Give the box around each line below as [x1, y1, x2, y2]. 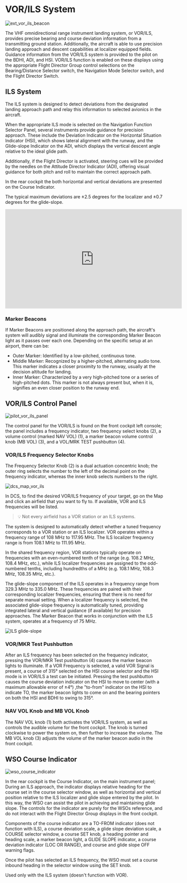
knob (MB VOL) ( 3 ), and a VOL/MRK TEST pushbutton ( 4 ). [5, 438, 126, 445]
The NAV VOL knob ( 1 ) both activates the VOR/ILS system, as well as [5, 719, 148, 725]
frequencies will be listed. [5, 504, 59, 510]
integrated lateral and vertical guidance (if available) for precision [5, 608, 141, 614]
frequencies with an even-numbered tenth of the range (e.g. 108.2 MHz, [5, 555, 155, 561]
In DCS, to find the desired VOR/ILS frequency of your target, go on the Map [5, 493, 163, 499]
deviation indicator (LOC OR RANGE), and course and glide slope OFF [5, 842, 150, 848]
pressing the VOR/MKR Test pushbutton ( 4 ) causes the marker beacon [5, 657, 152, 664]
